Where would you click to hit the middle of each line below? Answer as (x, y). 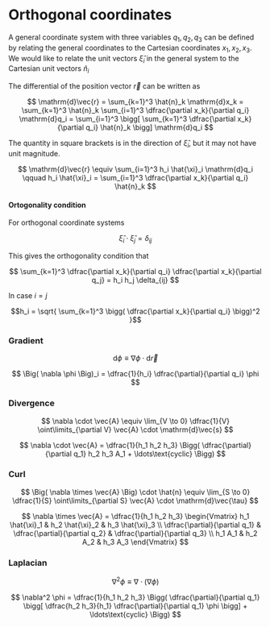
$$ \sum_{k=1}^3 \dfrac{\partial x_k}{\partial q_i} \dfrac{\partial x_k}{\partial (135, 271)
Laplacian (28, 563)
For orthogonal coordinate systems (66, 222)
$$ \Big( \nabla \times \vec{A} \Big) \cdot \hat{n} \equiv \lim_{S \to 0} (135, 492)
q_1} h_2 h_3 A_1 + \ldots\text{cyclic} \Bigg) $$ (150, 454)
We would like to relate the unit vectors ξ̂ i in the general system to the (124, 59)
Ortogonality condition (47, 205)
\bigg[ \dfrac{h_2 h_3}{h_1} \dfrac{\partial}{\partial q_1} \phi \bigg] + (135, 605)
